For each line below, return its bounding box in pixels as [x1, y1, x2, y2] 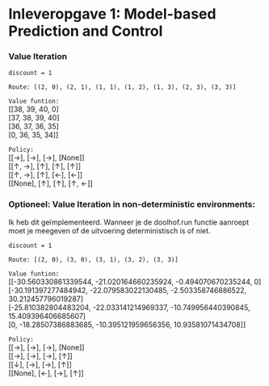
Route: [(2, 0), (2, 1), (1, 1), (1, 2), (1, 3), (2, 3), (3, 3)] [8, 83, 237, 91]
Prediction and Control [8, 22, 163, 40]
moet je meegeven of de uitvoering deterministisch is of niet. [8, 225, 212, 235]
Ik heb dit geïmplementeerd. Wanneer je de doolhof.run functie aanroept [8, 217, 250, 227]
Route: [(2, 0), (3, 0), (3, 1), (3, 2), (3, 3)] [8, 255, 179, 263]
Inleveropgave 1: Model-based [8, 5, 216, 23]
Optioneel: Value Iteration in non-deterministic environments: [8, 199, 256, 210]
